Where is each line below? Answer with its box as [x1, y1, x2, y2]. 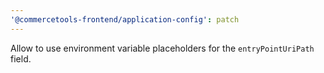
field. [10, 52, 32, 65]
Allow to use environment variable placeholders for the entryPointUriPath [10, 42, 315, 54]
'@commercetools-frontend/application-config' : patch [10, 14, 240, 25]
